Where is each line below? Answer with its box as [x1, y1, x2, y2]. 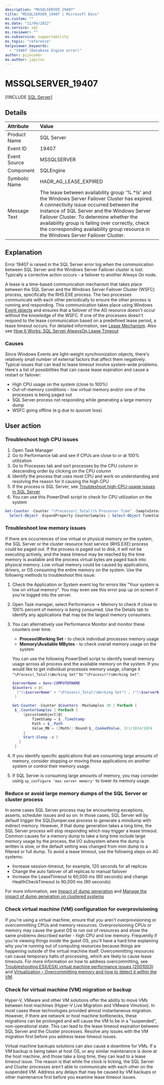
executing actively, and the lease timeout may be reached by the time [5, 551, 145, 557]
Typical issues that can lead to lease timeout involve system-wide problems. [5, 362, 159, 368]
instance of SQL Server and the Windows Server [40, 208, 151, 214]
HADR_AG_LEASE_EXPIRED [40, 178, 103, 185]
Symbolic [7, 175, 29, 182]
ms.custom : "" [5, 16, 34, 21]
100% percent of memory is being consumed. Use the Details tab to [12, 606, 149, 612]
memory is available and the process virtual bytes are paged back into [5, 556, 146, 562]
